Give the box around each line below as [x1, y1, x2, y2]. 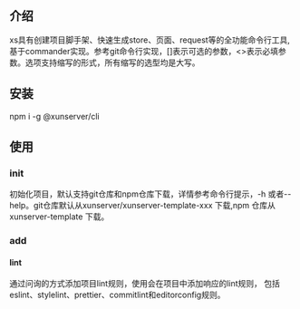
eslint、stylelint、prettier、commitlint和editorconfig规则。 [9, 289, 226, 301]
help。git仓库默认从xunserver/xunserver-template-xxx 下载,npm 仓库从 [9, 200, 276, 211]
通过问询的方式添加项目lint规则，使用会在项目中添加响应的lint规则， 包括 [9, 278, 281, 289]
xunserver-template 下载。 [9, 211, 110, 222]
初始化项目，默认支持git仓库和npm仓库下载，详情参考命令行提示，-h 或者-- [9, 188, 292, 199]
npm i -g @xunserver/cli [9, 111, 100, 121]
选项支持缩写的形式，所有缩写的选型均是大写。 [24, 57, 200, 68]
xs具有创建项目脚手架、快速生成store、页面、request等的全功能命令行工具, [9, 34, 290, 45]
